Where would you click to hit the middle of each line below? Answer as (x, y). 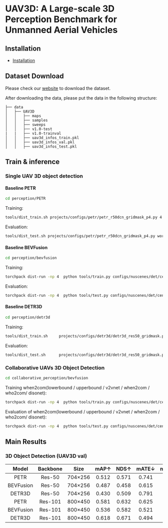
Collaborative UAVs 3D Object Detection (55, 367)
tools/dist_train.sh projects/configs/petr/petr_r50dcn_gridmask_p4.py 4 (84, 217)
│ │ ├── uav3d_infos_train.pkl (42, 138)
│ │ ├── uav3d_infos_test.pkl (41, 146)
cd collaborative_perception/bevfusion (47, 378)
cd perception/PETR (25, 199)
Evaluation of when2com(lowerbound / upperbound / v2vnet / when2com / (82, 411)
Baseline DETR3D (24, 307)
